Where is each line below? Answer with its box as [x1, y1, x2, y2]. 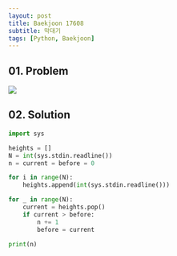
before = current [37, 225, 95, 233]
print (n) [8, 240, 38, 248]
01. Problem [8, 64, 69, 77]
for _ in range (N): [8, 196, 74, 204]
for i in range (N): [8, 174, 74, 182]
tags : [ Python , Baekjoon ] [8, 34, 95, 43]
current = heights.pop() [22, 203, 106, 211]
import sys [8, 130, 45, 138]
